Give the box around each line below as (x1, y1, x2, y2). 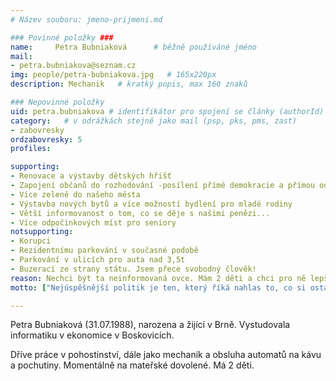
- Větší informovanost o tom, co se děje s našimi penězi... (10, 208, 271, 218)
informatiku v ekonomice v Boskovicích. (10, 329, 175, 341)
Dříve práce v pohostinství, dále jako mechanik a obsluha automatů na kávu (10, 349, 322, 361)
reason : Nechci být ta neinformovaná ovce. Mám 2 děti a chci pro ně (10, 273, 307, 283)
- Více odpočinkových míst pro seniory (10, 217, 177, 228)
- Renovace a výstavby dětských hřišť (10, 171, 172, 181)
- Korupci (10, 236, 52, 246)
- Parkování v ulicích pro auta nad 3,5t (10, 255, 186, 265)
